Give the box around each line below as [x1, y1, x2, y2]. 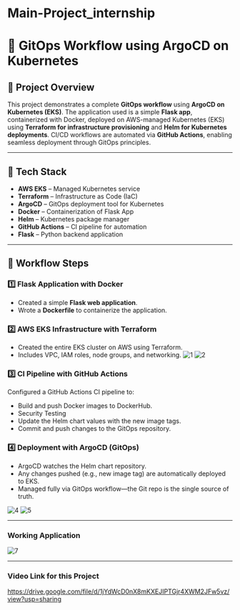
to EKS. [17, 476, 40, 485]
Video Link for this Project [7, 571, 99, 581]
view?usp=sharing [7, 595, 62, 604]
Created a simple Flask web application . [17, 298, 138, 306]
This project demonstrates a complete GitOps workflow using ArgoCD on [7, 100, 225, 109]
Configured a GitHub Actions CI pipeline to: [7, 388, 134, 396]
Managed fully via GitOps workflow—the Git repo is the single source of [17, 484, 229, 493]
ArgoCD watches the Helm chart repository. [17, 461, 147, 470]
